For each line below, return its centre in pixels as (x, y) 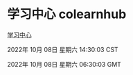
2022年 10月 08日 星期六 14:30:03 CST (63, 49)
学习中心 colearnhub (67, 14)
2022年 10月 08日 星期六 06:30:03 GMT (64, 64)
